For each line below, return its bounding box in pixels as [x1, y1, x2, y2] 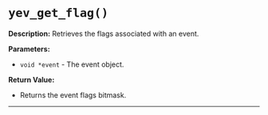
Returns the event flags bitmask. [19, 90, 127, 100]
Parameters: [8, 44, 50, 53]
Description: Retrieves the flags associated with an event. [8, 29, 199, 38]
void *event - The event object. [19, 59, 124, 69]
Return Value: [8, 75, 55, 84]
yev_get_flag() [8, 6, 109, 21]
